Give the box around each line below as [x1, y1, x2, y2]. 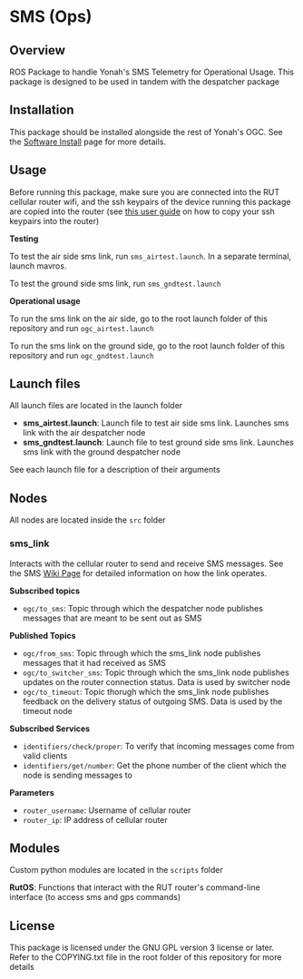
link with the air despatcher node [22, 427, 146, 438]
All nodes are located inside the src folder [9, 514, 166, 525]
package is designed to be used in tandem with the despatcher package [9, 76, 279, 87]
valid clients [22, 750, 68, 761]
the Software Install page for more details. [9, 136, 166, 147]
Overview [9, 43, 66, 58]
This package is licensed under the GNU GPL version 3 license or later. [9, 942, 275, 954]
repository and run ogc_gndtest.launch [9, 349, 154, 360]
